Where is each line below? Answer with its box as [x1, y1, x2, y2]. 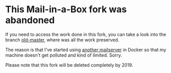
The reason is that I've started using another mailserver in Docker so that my [5, 46, 166, 53]
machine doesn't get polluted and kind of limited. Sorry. [5, 52, 123, 58]
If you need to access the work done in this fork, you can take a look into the [5, 31, 166, 37]
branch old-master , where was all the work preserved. [5, 37, 119, 43]
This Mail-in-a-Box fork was [5, 4, 127, 15]
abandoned [5, 14, 55, 26]
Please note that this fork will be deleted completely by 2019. [5, 62, 134, 68]
